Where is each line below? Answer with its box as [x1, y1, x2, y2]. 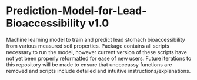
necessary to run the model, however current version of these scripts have [6, 48, 187, 55]
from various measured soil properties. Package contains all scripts [6, 42, 169, 49]
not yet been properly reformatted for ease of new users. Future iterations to [6, 55, 192, 62]
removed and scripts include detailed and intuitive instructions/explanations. [6, 67, 191, 74]
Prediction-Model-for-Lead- [6, 4, 147, 18]
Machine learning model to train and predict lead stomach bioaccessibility [6, 36, 185, 43]
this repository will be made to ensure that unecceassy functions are [6, 61, 172, 68]
